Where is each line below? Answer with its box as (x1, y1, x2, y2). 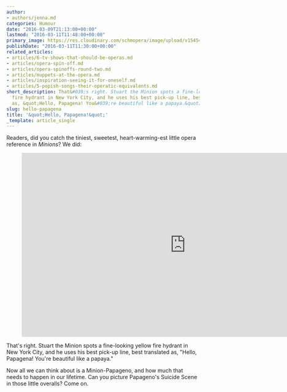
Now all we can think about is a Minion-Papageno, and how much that (6, 367, 183, 374)
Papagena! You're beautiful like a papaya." (6, 355, 113, 363)
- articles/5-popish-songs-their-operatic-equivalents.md (6, 83, 158, 90)
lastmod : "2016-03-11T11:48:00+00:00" (6, 32, 105, 38)
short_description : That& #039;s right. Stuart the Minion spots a (6, 89, 180, 95)
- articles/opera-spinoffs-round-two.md (6, 66, 112, 72)
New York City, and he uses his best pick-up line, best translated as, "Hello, (6, 348, 197, 356)
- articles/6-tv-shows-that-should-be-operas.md (6, 55, 133, 61)
